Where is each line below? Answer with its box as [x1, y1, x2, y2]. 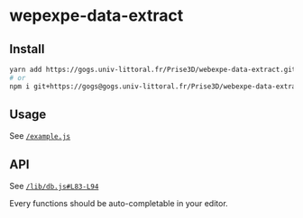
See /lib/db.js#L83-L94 [9, 181, 99, 192]
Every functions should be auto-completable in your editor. [9, 198, 228, 209]
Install [9, 41, 45, 57]
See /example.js [9, 131, 70, 141]
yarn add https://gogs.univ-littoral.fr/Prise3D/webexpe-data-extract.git [9, 65, 297, 74]
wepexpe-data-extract [9, 5, 184, 26]
